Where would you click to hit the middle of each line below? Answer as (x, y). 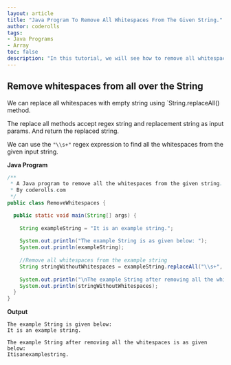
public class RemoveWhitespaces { (57, 203)
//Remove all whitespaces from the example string (93, 260)
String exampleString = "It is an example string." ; (97, 228)
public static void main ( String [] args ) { (75, 215)
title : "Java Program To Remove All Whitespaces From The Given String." (115, 20)
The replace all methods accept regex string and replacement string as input (115, 123)
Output (18, 312)
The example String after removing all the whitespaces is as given (107, 343)
